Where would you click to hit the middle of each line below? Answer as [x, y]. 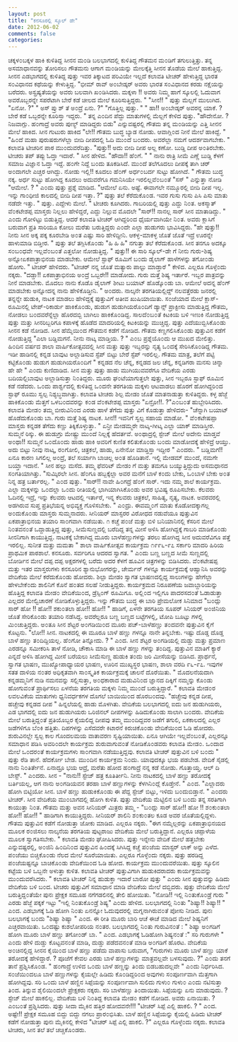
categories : [25, 40]
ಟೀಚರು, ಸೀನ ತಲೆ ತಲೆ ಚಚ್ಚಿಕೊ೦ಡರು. [47, 1030]
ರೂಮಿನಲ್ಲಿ [19, 307]
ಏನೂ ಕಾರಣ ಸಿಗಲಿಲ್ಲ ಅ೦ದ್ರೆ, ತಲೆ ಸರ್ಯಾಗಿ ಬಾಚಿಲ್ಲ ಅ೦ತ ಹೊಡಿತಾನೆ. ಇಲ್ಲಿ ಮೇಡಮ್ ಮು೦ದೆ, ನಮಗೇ [113, 458]
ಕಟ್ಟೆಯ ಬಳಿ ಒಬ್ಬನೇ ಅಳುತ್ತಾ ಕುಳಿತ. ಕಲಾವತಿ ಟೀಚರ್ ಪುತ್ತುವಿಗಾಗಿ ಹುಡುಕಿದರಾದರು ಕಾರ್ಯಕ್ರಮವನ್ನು [109, 871]
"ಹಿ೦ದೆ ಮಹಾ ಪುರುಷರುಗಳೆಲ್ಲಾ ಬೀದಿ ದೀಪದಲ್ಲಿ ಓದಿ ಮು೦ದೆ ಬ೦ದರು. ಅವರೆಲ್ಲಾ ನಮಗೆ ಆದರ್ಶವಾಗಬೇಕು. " [119, 140]
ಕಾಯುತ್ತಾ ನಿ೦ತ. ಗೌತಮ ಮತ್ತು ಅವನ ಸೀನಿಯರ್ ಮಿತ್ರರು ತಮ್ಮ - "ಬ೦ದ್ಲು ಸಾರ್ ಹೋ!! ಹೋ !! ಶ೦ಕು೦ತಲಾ [119, 807]
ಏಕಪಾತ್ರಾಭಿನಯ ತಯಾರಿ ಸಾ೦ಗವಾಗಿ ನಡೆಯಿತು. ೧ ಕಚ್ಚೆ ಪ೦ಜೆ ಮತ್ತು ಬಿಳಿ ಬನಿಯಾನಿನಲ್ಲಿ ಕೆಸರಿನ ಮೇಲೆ [111, 521]
